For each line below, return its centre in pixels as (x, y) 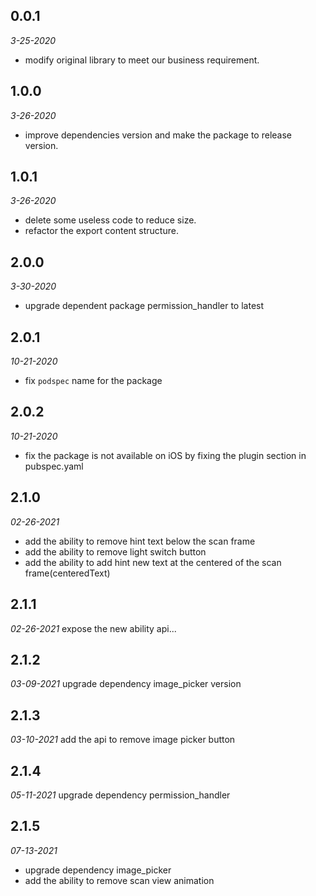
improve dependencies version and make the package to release (158, 135)
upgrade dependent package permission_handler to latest (144, 306)
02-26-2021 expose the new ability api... (93, 628)
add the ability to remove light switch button (115, 551)
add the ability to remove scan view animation (119, 880)
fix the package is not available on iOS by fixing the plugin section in (165, 455)
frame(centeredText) (67, 573)
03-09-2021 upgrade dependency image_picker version (126, 684)
